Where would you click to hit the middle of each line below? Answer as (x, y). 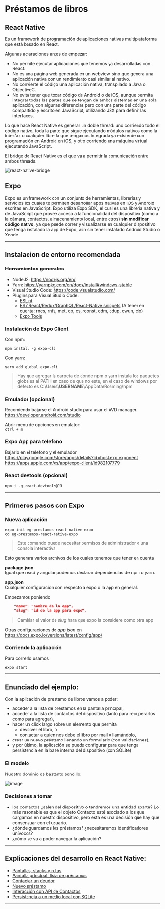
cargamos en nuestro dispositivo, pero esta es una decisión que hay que (86, 817)
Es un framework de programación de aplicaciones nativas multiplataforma (81, 39)
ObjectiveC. (24, 89)
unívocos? (23, 833)
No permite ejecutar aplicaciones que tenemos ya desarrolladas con (81, 63)
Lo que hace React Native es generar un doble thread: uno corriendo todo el (82, 125)
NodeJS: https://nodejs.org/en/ (44, 279)
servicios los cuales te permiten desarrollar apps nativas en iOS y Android (80, 203)
